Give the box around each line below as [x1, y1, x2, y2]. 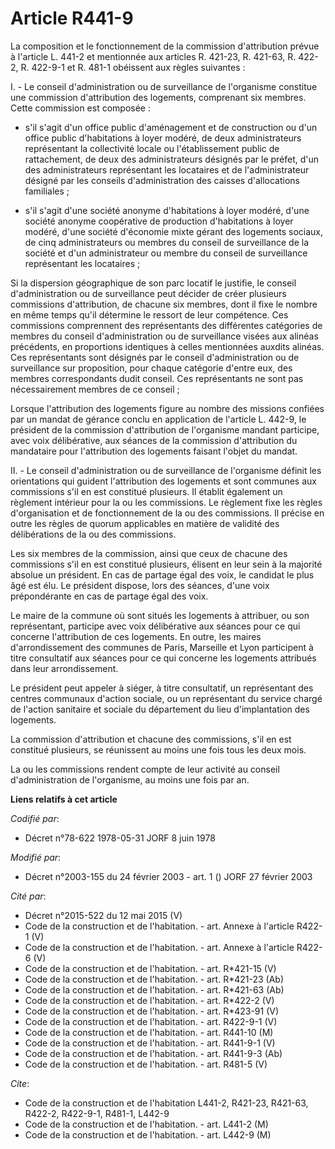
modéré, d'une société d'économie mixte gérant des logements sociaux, [24, 225, 324, 237]
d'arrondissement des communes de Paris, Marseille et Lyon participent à [10, 641, 314, 653]
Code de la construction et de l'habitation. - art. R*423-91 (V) [24, 1005, 280, 1017]
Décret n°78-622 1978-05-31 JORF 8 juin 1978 [24, 832, 216, 844]
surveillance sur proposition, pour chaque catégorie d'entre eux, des [10, 362, 293, 374]
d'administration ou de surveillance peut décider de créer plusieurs [10, 287, 287, 299]
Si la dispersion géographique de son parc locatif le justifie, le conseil [10, 277, 297, 289]
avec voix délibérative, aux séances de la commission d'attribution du [10, 434, 298, 446]
